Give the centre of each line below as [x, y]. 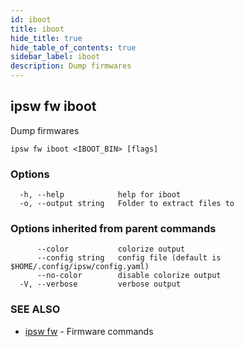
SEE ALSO [35, 309]
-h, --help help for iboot [100, 195]
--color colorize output [111, 249]
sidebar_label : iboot [55, 57]
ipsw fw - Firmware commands [89, 331]
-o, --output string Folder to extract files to [127, 204]
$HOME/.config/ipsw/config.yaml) [80, 267]
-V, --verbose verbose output [100, 284]
